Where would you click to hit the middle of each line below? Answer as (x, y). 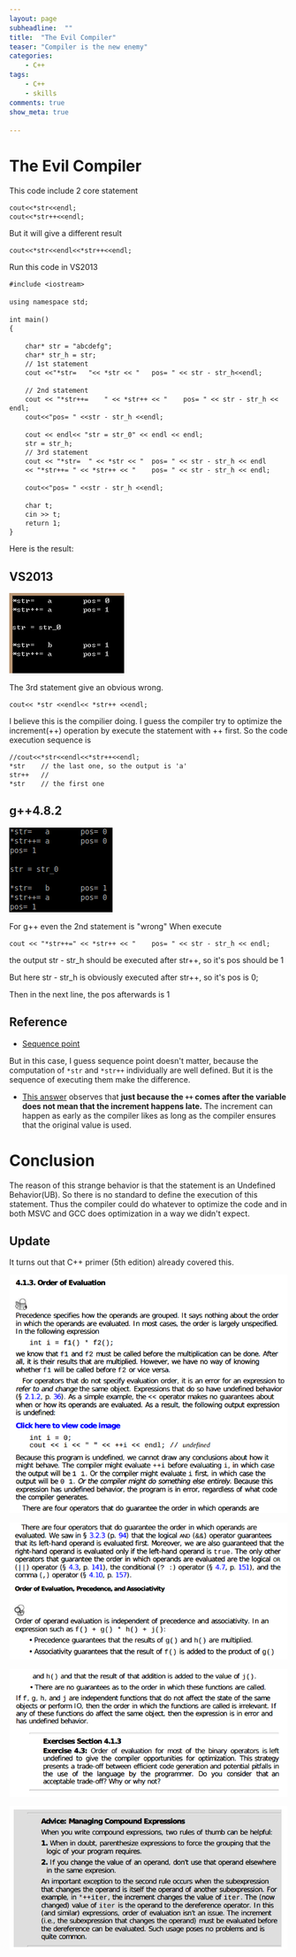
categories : (31, 56)
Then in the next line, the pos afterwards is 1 (90, 994)
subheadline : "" (41, 28)
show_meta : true (39, 112)
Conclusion (52, 1160)
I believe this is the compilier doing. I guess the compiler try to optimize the (146, 721)
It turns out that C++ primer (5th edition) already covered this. (121, 1262)
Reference (38, 1022)
